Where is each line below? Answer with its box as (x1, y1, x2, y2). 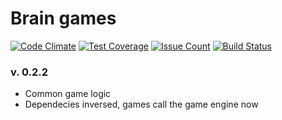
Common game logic (24, 88, 112, 100)
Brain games (10, 7, 117, 30)
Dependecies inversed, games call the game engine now (24, 98, 259, 111)
